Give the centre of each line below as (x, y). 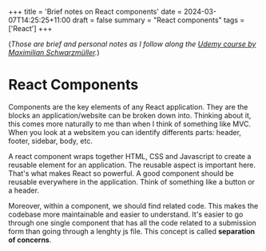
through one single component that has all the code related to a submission (133, 222)
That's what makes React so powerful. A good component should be (121, 173)
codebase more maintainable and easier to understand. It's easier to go (126, 214)
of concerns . (30, 240)
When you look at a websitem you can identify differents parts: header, (125, 132)
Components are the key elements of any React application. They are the (128, 106)
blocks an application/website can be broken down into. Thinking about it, (130, 115)
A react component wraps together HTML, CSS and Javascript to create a (130, 156)
